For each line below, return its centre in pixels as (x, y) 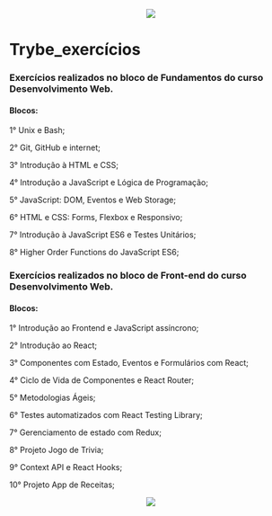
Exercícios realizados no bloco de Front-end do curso (128, 276)
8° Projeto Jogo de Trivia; (57, 450)
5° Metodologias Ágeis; (53, 398)
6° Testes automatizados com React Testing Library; (106, 415)
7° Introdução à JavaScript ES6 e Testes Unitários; (103, 235)
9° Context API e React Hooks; (66, 467)
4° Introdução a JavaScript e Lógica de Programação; (109, 182)
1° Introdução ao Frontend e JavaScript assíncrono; (104, 328)
